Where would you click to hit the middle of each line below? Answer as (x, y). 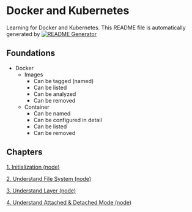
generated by (23, 34)
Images (34, 75)
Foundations (31, 53)
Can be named (52, 113)
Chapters (24, 152)
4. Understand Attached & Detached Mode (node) (69, 202)
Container (37, 107)
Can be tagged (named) (64, 81)
